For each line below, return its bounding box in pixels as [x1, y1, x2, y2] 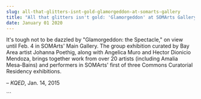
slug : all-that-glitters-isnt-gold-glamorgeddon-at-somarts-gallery [6, 8, 181, 15]
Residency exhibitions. [6, 68, 62, 75]
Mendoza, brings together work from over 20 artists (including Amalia [6, 55, 178, 63]
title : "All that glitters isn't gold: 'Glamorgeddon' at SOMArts [6, 14, 175, 20]
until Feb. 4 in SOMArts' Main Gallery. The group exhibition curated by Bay [6, 42, 190, 49]
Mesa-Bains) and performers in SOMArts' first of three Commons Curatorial [6, 61, 193, 69]
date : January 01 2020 [6, 20, 63, 26]
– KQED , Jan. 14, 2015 [6, 79, 60, 86]
